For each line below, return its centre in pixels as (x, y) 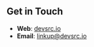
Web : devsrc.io (39, 28)
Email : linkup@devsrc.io (52, 36)
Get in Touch (35, 12)
